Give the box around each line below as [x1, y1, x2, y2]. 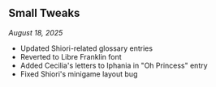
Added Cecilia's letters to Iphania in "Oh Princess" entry [19, 60, 209, 70]
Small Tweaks [8, 6, 80, 20]
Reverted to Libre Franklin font [19, 52, 122, 61]
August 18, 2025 [8, 27, 63, 37]
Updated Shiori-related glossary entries [19, 43, 153, 53]
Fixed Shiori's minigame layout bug [19, 68, 138, 79]
